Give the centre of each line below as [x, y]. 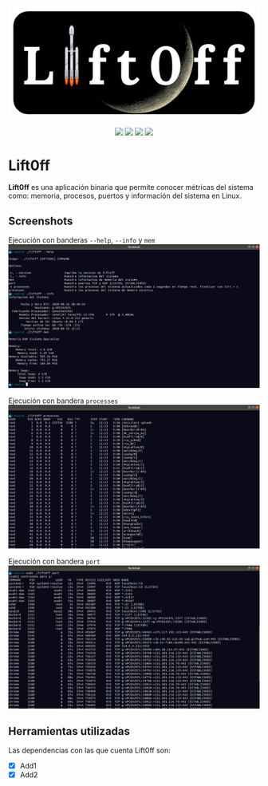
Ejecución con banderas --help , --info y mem [82, 240]
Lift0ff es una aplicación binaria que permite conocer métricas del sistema [131, 188]
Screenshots [41, 221]
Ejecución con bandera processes [63, 401]
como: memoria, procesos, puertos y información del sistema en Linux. [125, 196]
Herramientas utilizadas [69, 731]
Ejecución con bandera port [55, 561]
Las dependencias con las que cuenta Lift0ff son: [89, 750]
